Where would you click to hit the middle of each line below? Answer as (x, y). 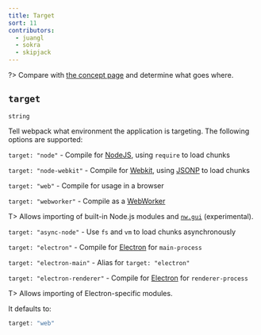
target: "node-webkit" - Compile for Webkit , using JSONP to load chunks (129, 170)
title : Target (32, 15)
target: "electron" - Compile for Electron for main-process (105, 247)
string (19, 116)
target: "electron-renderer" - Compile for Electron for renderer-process (128, 278)
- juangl (30, 38)
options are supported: (46, 139)
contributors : (32, 30)
